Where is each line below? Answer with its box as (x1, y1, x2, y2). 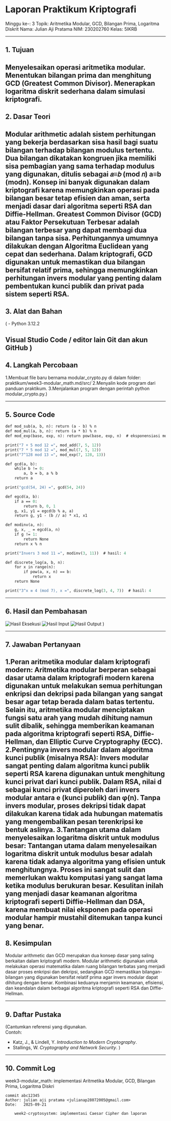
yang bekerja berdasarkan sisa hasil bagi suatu (5, 138, 158, 146)
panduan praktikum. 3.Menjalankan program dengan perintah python (5, 385, 150, 391)
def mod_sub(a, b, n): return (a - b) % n (5, 424, 97, 429)
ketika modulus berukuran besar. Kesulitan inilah (5, 882, 164, 890)
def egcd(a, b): (5, 494, 40, 499)
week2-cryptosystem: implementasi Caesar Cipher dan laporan (14, 1111, 147, 1116)
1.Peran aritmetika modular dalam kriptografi (5, 657, 150, 666)
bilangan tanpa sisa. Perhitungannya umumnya (5, 234, 158, 243)
